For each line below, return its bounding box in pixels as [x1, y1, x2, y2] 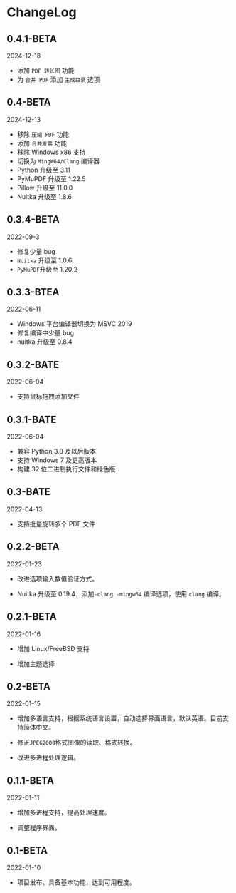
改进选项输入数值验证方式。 [16, 574, 99, 583]
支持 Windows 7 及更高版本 [16, 456, 97, 464]
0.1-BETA [6, 844, 48, 857]
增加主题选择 [16, 659, 55, 668]
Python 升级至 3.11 [16, 165, 70, 174]
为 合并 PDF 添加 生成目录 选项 [16, 76, 100, 83]
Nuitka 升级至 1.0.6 [16, 256, 73, 265]
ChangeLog [6, 4, 77, 21]
